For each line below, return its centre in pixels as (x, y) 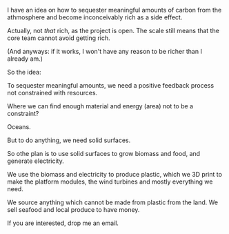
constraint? (23, 114)
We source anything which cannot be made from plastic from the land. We (113, 202)
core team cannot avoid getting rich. (59, 38)
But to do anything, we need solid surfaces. (69, 140)
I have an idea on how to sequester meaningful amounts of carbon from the (114, 10)
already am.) (25, 59)
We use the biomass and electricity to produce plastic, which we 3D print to (115, 174)
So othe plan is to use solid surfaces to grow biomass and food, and (104, 154)
